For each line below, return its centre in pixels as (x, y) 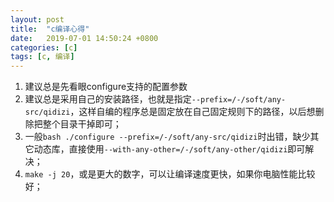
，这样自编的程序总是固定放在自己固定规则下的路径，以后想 (192, 112)
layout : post (37, 19)
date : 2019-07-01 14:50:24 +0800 (84, 38)
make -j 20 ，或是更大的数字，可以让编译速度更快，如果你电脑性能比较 (170, 174)
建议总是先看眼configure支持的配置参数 (106, 87)
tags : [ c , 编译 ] (42, 57)
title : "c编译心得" (50, 29)
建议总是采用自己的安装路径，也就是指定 (108, 99)
